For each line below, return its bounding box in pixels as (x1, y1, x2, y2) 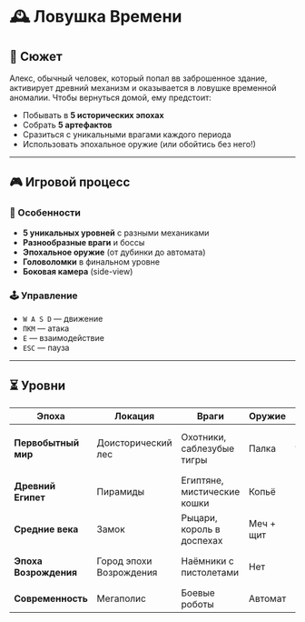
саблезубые (181, 442, 235, 455)
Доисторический (96, 436, 172, 449)
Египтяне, (181, 474, 224, 487)
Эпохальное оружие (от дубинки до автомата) (22, 246, 206, 257)
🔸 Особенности (9, 206, 82, 219)
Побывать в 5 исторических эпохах (22, 110, 165, 120)
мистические (181, 485, 241, 497)
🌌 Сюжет (9, 48, 64, 64)
